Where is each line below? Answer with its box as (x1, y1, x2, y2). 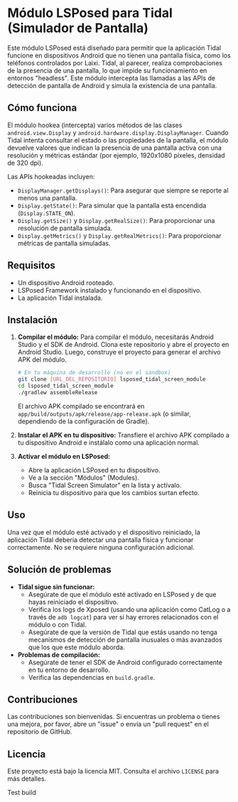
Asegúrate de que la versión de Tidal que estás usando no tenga (28, 627, 218, 636)
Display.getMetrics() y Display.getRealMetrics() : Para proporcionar (17, 231, 222, 239)
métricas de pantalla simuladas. (17, 239, 111, 247)
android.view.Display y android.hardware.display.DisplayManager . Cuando (7, 128, 229, 136)
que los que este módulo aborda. (28, 643, 126, 651)
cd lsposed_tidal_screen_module (17, 382, 114, 390)
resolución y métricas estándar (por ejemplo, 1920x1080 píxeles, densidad (7, 151, 225, 159)
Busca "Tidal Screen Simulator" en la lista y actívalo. (28, 481, 182, 489)
